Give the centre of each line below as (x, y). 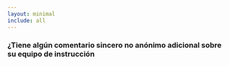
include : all (27, 21)
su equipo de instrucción (51, 54)
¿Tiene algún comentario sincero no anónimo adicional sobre (114, 45)
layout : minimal (31, 14)
